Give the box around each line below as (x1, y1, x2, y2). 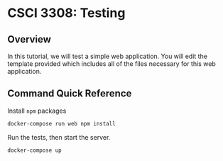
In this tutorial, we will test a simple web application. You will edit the (7, 52, 208, 60)
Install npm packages (7, 106, 67, 115)
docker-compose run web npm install (7, 120, 116, 127)
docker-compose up (7, 147, 62, 154)
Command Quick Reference (7, 87, 132, 100)
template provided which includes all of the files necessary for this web (7, 60, 217, 68)
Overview (7, 33, 52, 45)
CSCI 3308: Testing (7, 5, 126, 21)
